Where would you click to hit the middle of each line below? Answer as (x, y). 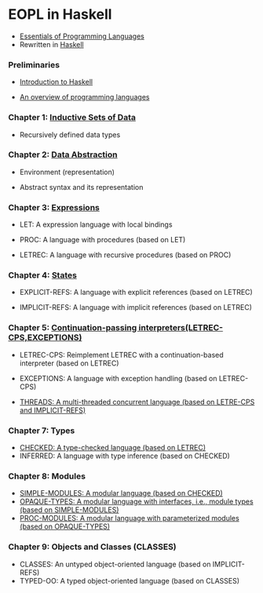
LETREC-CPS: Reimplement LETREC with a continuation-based (121, 355)
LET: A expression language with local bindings (96, 224)
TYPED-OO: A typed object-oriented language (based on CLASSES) (130, 580)
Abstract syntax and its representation (81, 187)
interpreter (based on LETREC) (69, 363)
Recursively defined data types (70, 134)
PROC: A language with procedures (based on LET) (102, 240)
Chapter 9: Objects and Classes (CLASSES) (92, 547)
